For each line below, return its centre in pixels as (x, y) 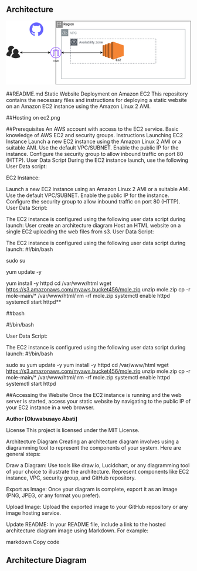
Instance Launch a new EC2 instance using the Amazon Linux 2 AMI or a (94, 142)
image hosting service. (34, 513)
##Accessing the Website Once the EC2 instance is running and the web (94, 395)
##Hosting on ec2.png (33, 118)
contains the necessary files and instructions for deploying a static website (97, 100)
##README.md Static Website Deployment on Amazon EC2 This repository (97, 94)
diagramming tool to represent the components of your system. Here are (94, 448)
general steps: (23, 454)
